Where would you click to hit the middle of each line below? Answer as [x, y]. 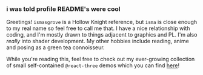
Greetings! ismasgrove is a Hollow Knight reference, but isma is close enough [102, 22]
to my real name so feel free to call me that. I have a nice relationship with [98, 28]
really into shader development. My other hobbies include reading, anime [98, 41]
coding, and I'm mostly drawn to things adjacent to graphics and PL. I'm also [102, 35]
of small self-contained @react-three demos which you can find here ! [93, 65]
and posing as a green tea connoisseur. [55, 47]
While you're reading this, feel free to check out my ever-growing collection [101, 59]
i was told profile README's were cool [63, 9]
